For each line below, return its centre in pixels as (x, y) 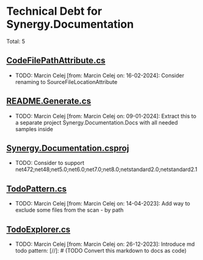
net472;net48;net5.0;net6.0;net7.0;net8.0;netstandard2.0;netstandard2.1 (106, 169)
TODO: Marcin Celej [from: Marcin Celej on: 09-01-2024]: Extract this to (106, 116)
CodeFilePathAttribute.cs (56, 60)
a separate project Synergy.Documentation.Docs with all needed (97, 122)
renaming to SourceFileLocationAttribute (66, 82)
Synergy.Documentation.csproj (68, 148)
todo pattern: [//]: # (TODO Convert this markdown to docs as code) (101, 250)
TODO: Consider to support (50, 163)
